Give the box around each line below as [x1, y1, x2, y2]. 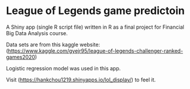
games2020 [6, 53, 36, 60]
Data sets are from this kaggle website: [6, 41, 101, 48]
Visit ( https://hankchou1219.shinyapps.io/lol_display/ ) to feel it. [6, 76, 156, 83]
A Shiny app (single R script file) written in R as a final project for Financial [6, 23, 184, 30]
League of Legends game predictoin [6, 4, 185, 18]
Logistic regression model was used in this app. [6, 64, 121, 71]
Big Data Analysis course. [6, 29, 68, 36]
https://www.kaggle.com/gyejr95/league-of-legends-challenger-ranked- [8, 47, 183, 54]
